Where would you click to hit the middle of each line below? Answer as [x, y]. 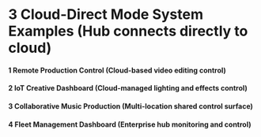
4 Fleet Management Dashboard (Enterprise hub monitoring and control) [130, 124]
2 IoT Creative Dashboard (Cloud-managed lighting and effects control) [128, 88]
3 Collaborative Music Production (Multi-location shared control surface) [130, 106]
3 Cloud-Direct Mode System [106, 15]
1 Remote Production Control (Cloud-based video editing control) [117, 70]
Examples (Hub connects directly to [128, 31]
